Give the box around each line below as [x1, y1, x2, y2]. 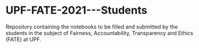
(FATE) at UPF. [5, 36, 41, 43]
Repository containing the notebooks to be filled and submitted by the [5, 23, 178, 30]
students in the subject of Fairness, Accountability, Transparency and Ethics [5, 29, 194, 36]
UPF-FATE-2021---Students [5, 4, 147, 17]
